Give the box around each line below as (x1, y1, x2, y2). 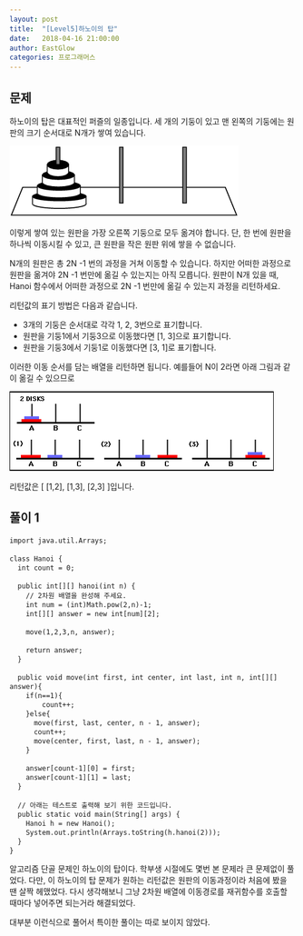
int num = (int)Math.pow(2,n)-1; (25, 600, 152, 609)
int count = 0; (17, 563, 75, 573)
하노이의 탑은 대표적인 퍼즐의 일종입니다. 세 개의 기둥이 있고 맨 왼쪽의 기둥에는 (9, 115, 286, 126)
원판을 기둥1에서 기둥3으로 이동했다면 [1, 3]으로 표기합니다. (22, 330, 231, 341)
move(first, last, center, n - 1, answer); (33, 718, 201, 727)
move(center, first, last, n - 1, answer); (33, 736, 201, 745)
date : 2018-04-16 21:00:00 (9, 34, 120, 43)
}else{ (25, 709, 51, 718)
